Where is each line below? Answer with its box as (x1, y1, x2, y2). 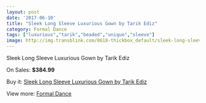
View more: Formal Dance (6, 90, 72, 97)
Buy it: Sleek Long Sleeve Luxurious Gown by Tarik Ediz (6, 78, 147, 85)
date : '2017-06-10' (6, 15, 56, 21)
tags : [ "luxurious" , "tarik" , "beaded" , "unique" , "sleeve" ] (6, 32, 155, 38)
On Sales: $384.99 (6, 66, 55, 74)
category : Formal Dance (6, 26, 67, 32)
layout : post (6, 9, 40, 15)
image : (6, 37, 23, 44)
